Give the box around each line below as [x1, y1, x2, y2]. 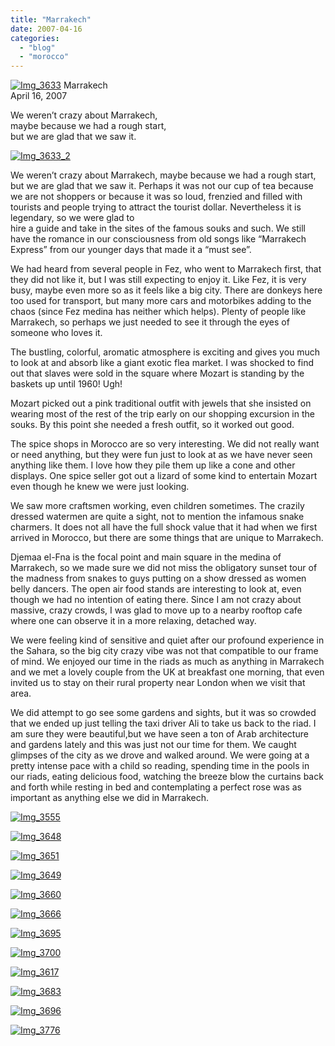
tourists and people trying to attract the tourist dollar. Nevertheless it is [10, 201, 302, 213]
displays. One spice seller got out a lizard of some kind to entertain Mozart [10, 470, 318, 482]
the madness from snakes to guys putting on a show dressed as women [10, 572, 307, 585]
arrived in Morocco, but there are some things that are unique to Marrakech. [10, 532, 324, 544]
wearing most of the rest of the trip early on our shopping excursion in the [10, 408, 315, 420]
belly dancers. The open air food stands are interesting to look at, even [10, 583, 302, 595]
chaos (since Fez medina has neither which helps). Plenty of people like [10, 306, 307, 318]
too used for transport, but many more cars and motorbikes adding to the [10, 295, 312, 307]
